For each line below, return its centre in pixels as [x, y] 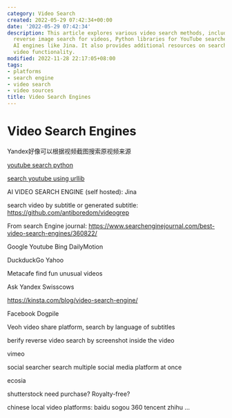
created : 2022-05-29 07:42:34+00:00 [60, 20]
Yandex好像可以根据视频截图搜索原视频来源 [69, 151]
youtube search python [40, 165]
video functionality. [45, 53]
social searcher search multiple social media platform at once [95, 367]
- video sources [30, 91]
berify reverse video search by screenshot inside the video [91, 340]
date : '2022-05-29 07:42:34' [49, 26]
